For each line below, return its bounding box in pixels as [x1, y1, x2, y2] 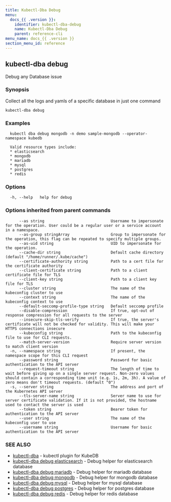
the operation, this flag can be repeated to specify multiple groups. [5, 236, 161, 241]
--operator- [122, 131, 147, 136]
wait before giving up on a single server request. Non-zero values [5, 371, 155, 376]
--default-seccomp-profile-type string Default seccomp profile [18, 303, 164, 309]
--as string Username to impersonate [18, 218, 164, 223]
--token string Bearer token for [18, 407, 147, 412]
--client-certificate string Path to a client [18, 267, 147, 273]
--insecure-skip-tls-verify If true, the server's [18, 317, 159, 322]
